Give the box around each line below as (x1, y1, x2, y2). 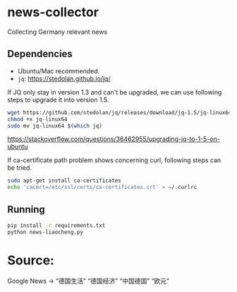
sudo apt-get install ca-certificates (7, 177, 121, 184)
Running (7, 203, 46, 215)
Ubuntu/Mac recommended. (17, 66, 100, 75)
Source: (7, 252, 55, 268)
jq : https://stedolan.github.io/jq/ (17, 74, 111, 83)
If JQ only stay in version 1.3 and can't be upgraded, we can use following (7, 87, 222, 96)
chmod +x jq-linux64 (7, 116, 68, 123)
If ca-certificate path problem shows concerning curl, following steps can (7, 156, 221, 164)
